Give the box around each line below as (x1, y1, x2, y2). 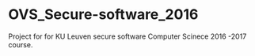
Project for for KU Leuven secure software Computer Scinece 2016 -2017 (8, 32, 247, 41)
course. (8, 39, 33, 49)
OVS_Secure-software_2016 (8, 6, 199, 24)
